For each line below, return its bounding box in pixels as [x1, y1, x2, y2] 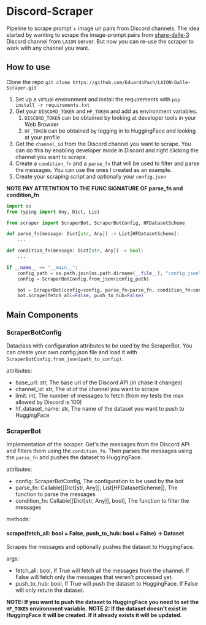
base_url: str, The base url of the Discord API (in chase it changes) [15, 379, 183, 386]
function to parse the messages [15, 491, 96, 498]
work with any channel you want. [6, 44, 90, 52]
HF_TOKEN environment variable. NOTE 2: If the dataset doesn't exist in [6, 605, 187, 612]
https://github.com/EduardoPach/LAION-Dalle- [72, 79, 191, 85]
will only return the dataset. [15, 586, 85, 594]
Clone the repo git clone [6, 78, 71, 85]
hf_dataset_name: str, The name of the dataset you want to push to [15, 405, 185, 412]
